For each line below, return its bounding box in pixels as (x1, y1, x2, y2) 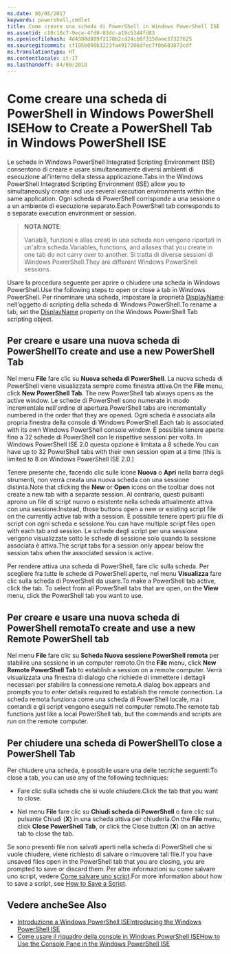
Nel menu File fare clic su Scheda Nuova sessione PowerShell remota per (7, 652, 219, 660)
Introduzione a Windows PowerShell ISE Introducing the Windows (16, 917, 201, 926)
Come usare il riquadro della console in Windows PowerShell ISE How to (16, 932, 221, 940)
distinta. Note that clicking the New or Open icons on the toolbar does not (7, 483, 215, 491)
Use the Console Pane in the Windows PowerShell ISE (16, 940, 170, 948)
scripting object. (7, 315, 54, 323)
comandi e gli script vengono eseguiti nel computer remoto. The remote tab (7, 703, 220, 711)
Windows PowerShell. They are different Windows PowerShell (23, 258, 198, 266)
